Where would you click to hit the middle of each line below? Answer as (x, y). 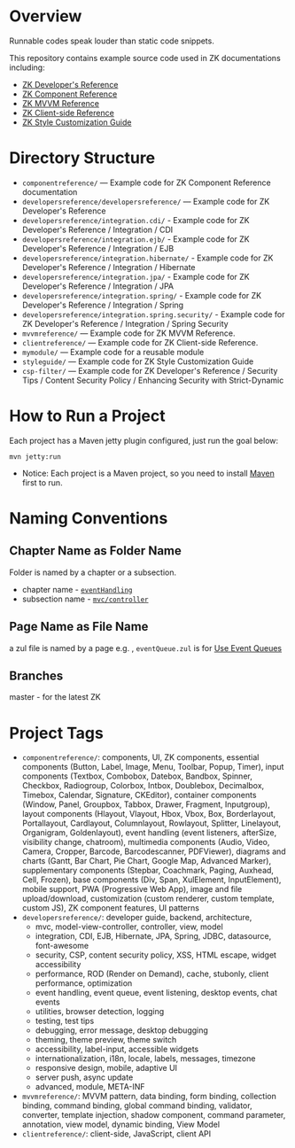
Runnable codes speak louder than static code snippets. (112, 41)
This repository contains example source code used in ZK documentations (145, 58)
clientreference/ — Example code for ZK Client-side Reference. (140, 342)
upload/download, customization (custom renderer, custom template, (148, 899)
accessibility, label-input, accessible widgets (117, 1049)
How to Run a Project (87, 416)
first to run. (43, 482)
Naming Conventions (89, 518)
